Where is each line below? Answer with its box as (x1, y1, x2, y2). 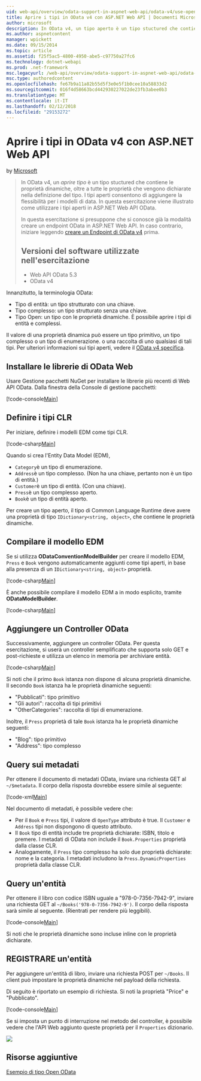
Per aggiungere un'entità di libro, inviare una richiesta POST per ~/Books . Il (6, 970, 190, 977)
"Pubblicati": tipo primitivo (14, 694, 80, 701)
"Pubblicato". (6, 994, 39, 1001)
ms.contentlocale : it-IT (6, 98, 68, 104)
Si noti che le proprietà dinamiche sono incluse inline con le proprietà (6, 930, 177, 937)
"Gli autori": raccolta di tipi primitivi (14, 700, 102, 707)
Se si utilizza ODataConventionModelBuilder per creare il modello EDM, (6, 552, 185, 560)
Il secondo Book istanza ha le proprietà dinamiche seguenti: (6, 682, 152, 689)
